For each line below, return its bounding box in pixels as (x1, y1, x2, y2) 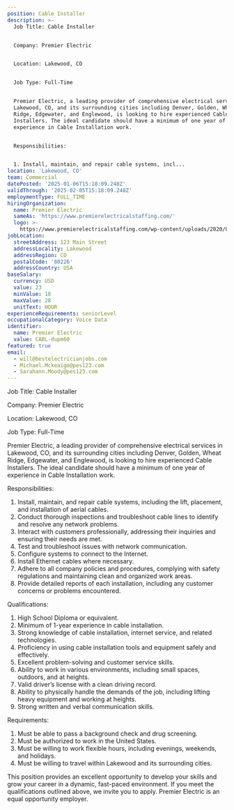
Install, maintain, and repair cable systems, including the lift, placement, (17, 498, 223, 506)
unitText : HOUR (13, 304, 58, 311)
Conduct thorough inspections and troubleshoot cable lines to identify (17, 513, 219, 521)
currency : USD (13, 278, 54, 285)
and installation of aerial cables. (17, 506, 109, 514)
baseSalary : (7, 271, 42, 279)
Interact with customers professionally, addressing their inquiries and (17, 527, 216, 536)
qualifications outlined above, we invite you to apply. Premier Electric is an (7, 788, 220, 796)
